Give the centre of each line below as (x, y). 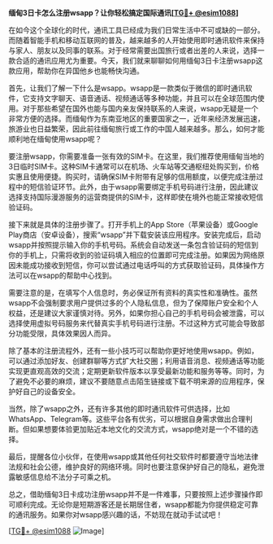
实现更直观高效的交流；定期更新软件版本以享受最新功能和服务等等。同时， (133, 371)
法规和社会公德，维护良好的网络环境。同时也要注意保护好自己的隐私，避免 (133, 467)
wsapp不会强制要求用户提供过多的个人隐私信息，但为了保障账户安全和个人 (133, 303)
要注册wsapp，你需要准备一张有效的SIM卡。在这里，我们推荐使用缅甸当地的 (136, 156)
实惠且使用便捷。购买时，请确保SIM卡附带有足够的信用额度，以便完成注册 (132, 177)
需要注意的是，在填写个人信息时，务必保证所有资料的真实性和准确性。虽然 (133, 293)
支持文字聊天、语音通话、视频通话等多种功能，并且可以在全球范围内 (143, 98)
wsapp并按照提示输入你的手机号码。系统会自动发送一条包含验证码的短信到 (133, 245)
